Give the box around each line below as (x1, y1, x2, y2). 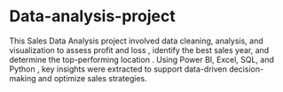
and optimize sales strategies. (37, 73, 148, 83)
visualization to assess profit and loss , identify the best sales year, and (9, 44, 270, 55)
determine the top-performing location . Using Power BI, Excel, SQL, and (9, 54, 275, 65)
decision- (229, 64, 264, 74)
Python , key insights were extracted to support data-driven (9, 64, 228, 74)
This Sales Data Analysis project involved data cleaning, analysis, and (9, 35, 263, 46)
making (9, 73, 37, 83)
